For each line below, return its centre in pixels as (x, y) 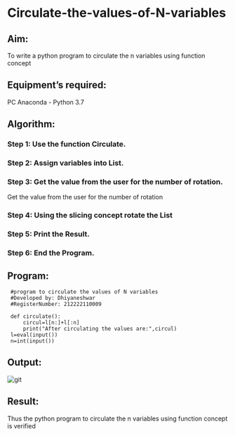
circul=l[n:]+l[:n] (51, 322)
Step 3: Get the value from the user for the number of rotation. (115, 182)
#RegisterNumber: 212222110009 (56, 304)
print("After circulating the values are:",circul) (100, 329)
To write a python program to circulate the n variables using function (106, 55)
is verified (22, 425)
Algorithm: (31, 124)
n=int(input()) (32, 341)
